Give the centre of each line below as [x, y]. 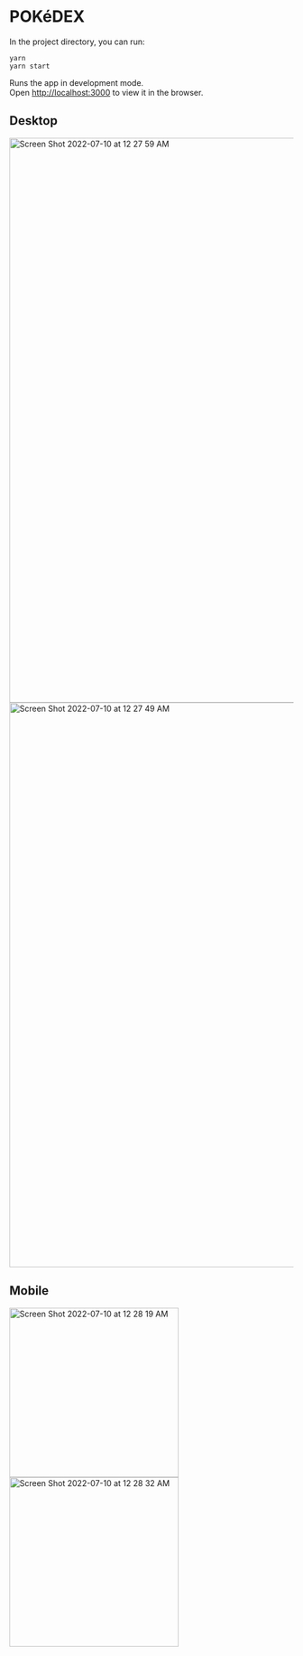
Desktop [34, 121]
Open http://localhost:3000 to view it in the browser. [106, 92]
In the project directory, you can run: [77, 42]
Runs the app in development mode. [77, 82]
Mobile [29, 1291]
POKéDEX [47, 17]
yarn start [30, 66]
